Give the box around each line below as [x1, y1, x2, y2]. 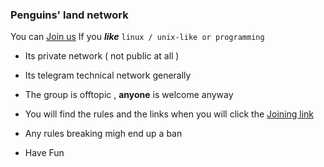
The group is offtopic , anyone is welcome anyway [24, 89, 234, 101]
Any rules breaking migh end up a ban [24, 128, 183, 140]
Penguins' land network [10, 8, 129, 22]
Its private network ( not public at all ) [24, 50, 180, 62]
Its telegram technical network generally [24, 69, 192, 82]
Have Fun [24, 147, 65, 159]
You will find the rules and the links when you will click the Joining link [24, 108, 315, 120]
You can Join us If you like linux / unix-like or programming [10, 31, 265, 43]
